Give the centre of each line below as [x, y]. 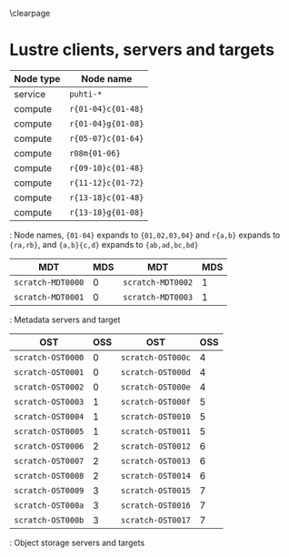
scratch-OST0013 [156, 461]
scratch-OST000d [156, 372]
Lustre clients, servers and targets [142, 50]
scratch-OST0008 [49, 476]
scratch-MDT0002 [158, 282]
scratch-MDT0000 [49, 282]
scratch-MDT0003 [158, 297]
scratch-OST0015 [156, 490]
